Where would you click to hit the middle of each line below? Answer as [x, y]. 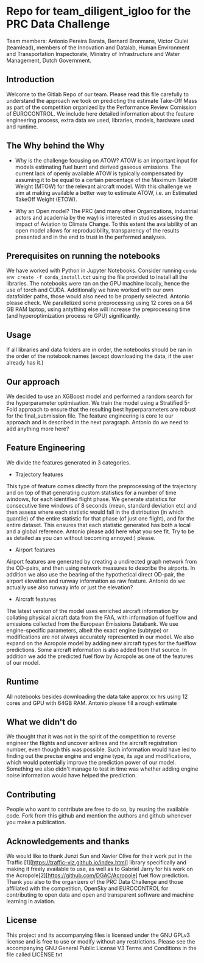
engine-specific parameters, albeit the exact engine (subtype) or [87, 630]
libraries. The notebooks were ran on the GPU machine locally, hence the [98, 284]
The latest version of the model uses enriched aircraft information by [92, 611]
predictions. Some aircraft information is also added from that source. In [97, 650]
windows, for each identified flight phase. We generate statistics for [91, 499]
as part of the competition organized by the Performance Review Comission [101, 107]
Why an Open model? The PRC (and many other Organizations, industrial [106, 211]
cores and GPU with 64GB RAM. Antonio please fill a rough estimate [92, 703]
